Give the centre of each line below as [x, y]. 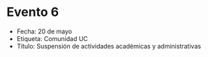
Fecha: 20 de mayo [44, 31]
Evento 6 [33, 12]
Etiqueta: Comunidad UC [52, 38]
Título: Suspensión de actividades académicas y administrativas [109, 46]
